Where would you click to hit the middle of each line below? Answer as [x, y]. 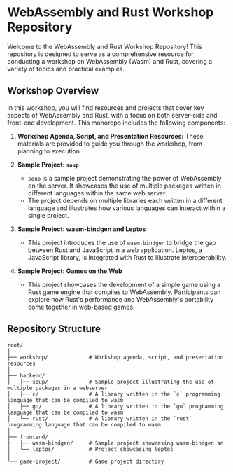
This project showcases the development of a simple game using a [124, 284]
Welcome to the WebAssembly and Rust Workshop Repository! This [105, 46]
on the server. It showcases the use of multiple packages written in [125, 186]
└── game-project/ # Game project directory [86, 461]
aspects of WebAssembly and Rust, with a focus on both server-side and [112, 115]
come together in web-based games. [81, 307]
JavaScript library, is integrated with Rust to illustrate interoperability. [127, 257]
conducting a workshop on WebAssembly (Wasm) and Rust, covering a [110, 61]
